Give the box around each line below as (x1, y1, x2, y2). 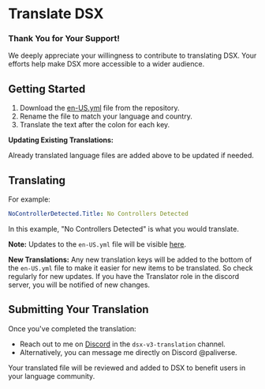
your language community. (8, 371, 95, 380)
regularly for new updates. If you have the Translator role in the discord (8, 271, 240, 281)
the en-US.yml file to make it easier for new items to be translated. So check (8, 262, 254, 273)
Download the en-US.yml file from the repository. (19, 104, 180, 113)
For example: (8, 194, 51, 204)
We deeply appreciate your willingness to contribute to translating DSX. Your (8, 51, 257, 60)
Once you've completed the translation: (8, 323, 136, 333)
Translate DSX (8, 5, 104, 23)
